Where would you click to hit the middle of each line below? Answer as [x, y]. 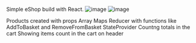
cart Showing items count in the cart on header [65, 33]
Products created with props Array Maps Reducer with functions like [91, 21]
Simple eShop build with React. [45, 9]
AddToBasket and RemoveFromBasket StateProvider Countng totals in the [98, 27]
